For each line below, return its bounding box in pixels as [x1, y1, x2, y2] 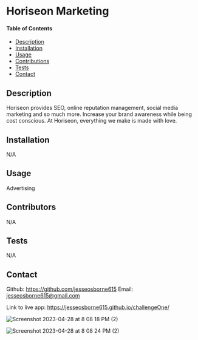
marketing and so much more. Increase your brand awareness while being [6, 110, 193, 118]
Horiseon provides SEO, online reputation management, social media [6, 104, 179, 112]
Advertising [6, 184, 35, 192]
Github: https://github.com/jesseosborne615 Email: [6, 285, 134, 293]
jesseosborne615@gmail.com [6, 292, 80, 299]
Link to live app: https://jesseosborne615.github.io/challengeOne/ [6, 304, 170, 311]
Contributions [15, 58, 50, 65]
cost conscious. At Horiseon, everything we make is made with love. [6, 117, 177, 124]
